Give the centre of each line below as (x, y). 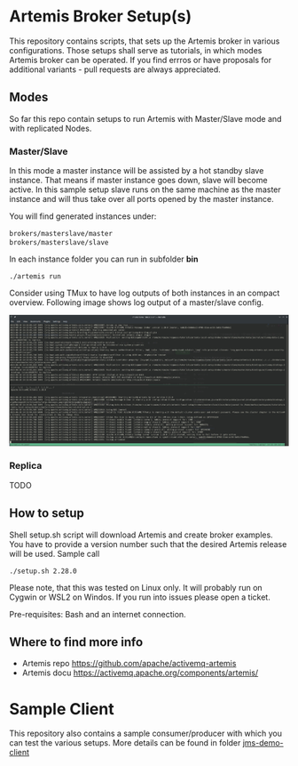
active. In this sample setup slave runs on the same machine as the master (145, 189)
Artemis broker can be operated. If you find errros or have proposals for (141, 60)
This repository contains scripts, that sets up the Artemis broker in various (145, 41)
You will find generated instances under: (83, 216)
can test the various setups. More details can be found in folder (125, 743)
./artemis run (35, 277)
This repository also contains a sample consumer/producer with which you (145, 734)
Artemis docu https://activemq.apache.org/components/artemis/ (140, 673)
